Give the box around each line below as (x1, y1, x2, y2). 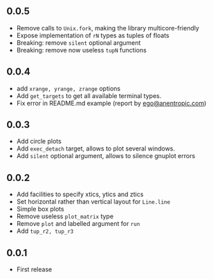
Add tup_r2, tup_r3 (16, 227, 74, 235)
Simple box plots (16, 205, 64, 213)
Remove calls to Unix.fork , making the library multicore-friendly (16, 23, 200, 32)
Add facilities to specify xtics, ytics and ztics (16, 190, 144, 199)
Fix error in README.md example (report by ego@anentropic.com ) (16, 99, 207, 107)
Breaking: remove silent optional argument (16, 38, 141, 47)
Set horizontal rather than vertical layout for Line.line (16, 198, 171, 206)
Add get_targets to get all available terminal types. (16, 91, 162, 99)
